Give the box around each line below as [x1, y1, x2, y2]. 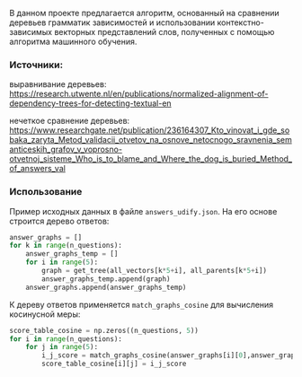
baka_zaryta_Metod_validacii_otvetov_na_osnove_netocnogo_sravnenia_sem [9, 135, 292, 145]
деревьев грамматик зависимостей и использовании [9, 17, 216, 28]
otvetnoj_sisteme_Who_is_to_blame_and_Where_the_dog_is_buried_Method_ [9, 153, 293, 164]
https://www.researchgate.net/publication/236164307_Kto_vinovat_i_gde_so [9, 125, 290, 136]
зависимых [9, 27, 52, 37]
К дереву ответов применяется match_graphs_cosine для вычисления [9, 299, 274, 310]
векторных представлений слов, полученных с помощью [53, 27, 275, 37]
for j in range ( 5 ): [25, 343, 99, 352]
